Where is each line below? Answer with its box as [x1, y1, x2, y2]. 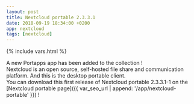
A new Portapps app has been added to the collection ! [6, 60, 143, 67]
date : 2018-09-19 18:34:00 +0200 [6, 20, 90, 26]
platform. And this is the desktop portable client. [6, 72, 126, 79]
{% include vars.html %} [6, 47, 67, 55]
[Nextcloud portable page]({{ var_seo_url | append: [6, 85, 134, 92]
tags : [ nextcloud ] [6, 31, 52, 37]
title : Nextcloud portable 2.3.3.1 [6, 14, 96, 20]
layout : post [6, 8, 39, 15]
